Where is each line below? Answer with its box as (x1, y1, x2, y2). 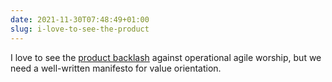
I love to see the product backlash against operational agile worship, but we (10, 51, 322, 63)
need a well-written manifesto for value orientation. (10, 62, 222, 74)
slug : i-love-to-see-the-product (10, 24, 150, 34)
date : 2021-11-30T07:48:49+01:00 (10, 14, 150, 25)
